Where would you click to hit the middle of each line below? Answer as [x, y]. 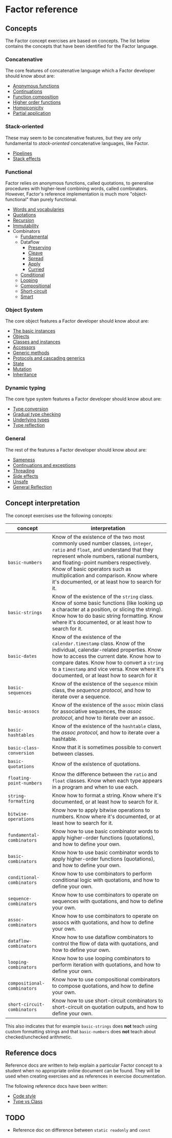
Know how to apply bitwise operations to [101, 810]
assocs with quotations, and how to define [103, 922]
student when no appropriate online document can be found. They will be [83, 1071]
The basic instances [34, 331]
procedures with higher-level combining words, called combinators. [77, 188]
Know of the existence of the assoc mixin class [108, 705]
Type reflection [29, 425]
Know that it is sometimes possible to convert [106, 747]
